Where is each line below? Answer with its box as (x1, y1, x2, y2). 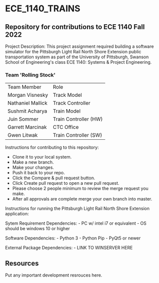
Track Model (52, 92, 82, 99)
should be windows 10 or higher (5, 226, 70, 232)
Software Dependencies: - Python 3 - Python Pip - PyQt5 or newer (5, 235, 141, 241)
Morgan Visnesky (7, 92, 48, 99)
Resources (5, 259, 39, 267)
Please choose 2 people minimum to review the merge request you (12, 186, 149, 192)
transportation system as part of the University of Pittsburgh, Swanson (5, 54, 149, 60)
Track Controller (52, 100, 90, 107)
